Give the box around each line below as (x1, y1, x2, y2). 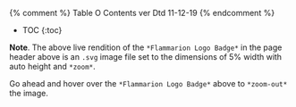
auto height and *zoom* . (9, 62, 96, 71)
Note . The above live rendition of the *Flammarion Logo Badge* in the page (9, 42, 283, 53)
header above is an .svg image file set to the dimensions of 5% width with (9, 52, 283, 62)
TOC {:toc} (21, 25, 63, 35)
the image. (9, 88, 49, 98)
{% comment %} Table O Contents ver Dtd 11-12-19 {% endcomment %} (9, 8, 275, 18)
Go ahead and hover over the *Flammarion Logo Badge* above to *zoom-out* (9, 78, 288, 88)
